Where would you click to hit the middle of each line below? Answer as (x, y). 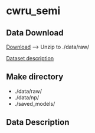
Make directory (35, 77)
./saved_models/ (35, 103)
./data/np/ (27, 97)
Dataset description (30, 58)
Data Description (38, 122)
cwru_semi (33, 11)
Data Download (35, 33)
